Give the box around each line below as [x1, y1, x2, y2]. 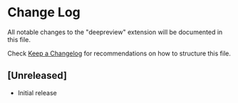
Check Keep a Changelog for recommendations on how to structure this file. [7, 49, 232, 58]
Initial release [17, 88, 57, 97]
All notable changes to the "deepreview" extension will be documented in [7, 28, 223, 36]
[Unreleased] [7, 70, 68, 82]
